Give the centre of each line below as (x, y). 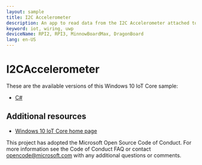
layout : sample (25, 12)
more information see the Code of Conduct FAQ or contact (79, 149)
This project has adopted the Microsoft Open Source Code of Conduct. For (99, 142)
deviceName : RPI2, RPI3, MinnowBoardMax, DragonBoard (75, 34)
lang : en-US (21, 40)
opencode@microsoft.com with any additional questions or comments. (94, 155)
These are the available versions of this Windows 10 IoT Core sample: (92, 86)
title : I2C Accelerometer (38, 17)
